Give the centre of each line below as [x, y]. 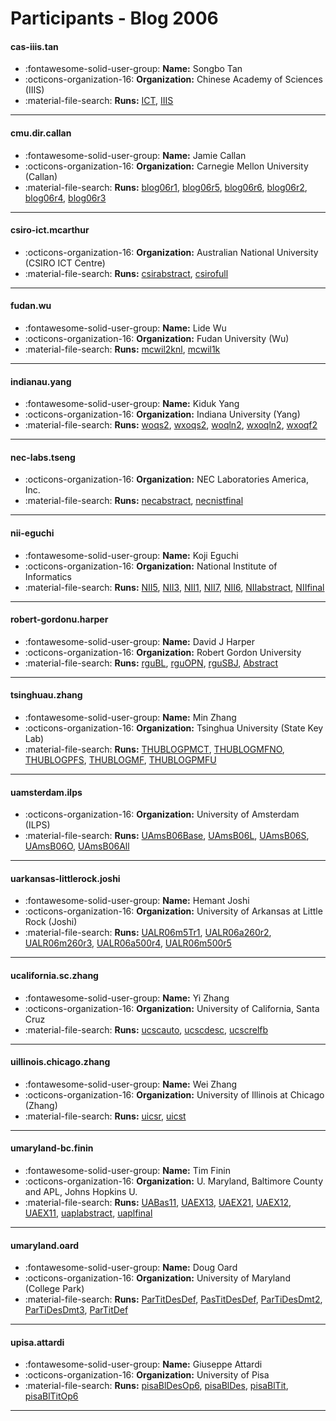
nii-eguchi [32, 533]
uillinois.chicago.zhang [60, 1062]
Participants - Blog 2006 [114, 18]
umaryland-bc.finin [52, 1148]
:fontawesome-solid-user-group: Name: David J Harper [139, 641]
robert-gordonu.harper [59, 619]
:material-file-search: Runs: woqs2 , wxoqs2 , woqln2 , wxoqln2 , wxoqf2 [171, 425]
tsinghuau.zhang [46, 695]
